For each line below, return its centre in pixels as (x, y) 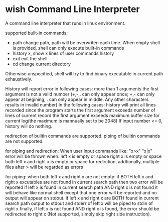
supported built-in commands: (37, 33)
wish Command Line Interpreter (72, 9)
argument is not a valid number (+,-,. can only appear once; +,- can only (80, 94)
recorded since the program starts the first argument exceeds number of (80, 110)
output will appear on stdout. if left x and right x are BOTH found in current (82, 198)
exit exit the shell (30, 58)
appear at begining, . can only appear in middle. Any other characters (77, 99)
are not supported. (25, 141)
